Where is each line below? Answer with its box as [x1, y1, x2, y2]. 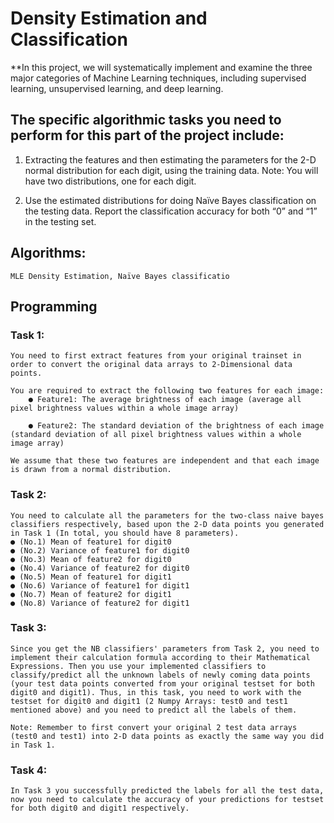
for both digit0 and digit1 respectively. [10, 803, 190, 814]
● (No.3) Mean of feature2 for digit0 [10, 554, 172, 564]
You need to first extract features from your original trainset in [10, 351, 302, 361]
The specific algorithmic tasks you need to [10, 112, 282, 129]
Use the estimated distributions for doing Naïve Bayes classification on [24, 194, 317, 206]
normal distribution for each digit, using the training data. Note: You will [24, 164, 319, 176]
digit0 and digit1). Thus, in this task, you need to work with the [10, 687, 302, 697]
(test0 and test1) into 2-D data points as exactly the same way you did [10, 731, 325, 741]
